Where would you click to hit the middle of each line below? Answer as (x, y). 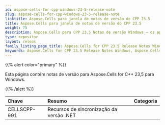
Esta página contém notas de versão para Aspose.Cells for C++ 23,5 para (80, 74)
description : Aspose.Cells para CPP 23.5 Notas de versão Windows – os (80, 32)
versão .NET (62, 115)
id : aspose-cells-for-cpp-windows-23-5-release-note (60, 10)
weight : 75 (16, 28)
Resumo (57, 101)
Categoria (146, 101)
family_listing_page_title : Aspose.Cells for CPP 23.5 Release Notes (78, 46)
